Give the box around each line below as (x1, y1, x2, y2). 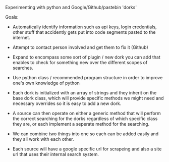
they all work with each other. (12, 136, 74, 142)
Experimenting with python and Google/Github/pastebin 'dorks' (5, 5, 137, 10)
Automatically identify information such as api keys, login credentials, (12, 24, 157, 30)
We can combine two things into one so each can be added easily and (12, 131, 159, 137)
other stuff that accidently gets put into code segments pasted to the (12, 29, 156, 35)
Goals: (5, 14, 19, 20)
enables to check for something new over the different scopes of (12, 60, 148, 65)
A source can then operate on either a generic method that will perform (12, 111, 161, 116)
